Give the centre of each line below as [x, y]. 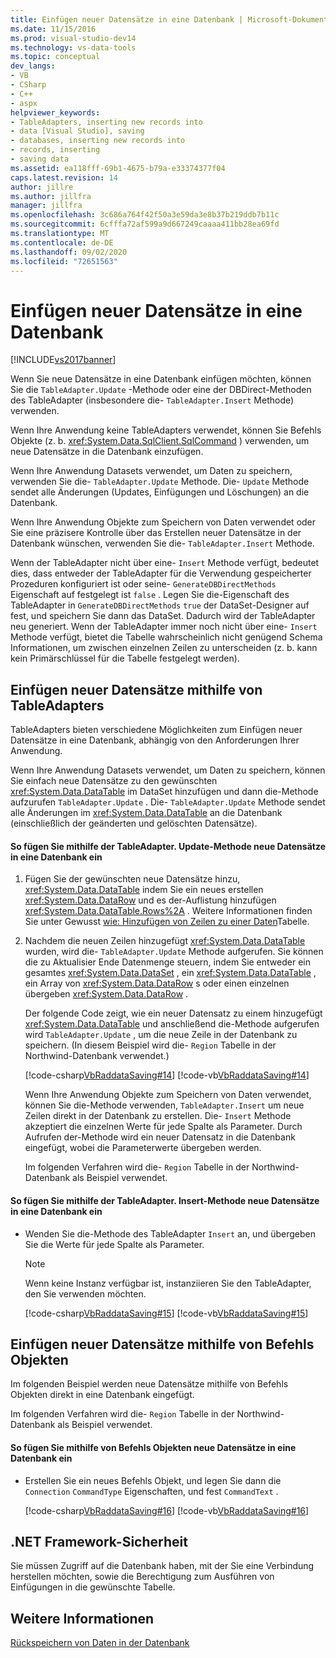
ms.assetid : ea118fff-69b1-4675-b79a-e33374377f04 [118, 168]
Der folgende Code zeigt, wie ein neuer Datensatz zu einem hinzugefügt [173, 1013]
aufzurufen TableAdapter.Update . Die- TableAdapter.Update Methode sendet [168, 802]
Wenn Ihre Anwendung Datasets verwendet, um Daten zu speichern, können [168, 770]
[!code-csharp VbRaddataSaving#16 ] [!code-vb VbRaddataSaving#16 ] [167, 1510]
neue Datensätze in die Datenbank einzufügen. [107, 452]
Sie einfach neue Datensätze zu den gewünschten [114, 781]
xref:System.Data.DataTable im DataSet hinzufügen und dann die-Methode [164, 792]
